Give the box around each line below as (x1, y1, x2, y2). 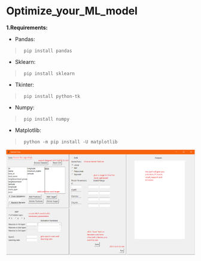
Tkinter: (14, 81, 35, 88)
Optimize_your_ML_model (6, 4, 138, 18)
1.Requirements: (6, 24, 48, 31)
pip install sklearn (23, 70, 75, 76)
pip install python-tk (23, 93, 81, 99)
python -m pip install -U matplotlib (23, 139, 118, 145)
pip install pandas (23, 48, 72, 54)
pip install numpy (23, 116, 70, 122)
